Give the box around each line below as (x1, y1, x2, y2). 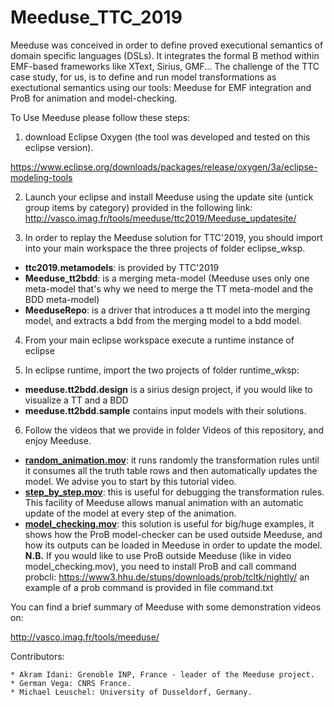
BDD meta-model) (24, 293, 100, 305)
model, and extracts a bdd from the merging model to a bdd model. (24, 314, 302, 326)
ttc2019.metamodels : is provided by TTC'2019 (24, 261, 220, 273)
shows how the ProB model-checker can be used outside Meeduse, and (24, 528, 323, 540)
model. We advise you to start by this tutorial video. (24, 475, 237, 487)
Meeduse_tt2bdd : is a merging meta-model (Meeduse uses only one (24, 272, 310, 284)
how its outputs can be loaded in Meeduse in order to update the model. (24, 539, 323, 551)
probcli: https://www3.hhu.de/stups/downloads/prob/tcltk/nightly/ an (24, 571, 310, 583)
